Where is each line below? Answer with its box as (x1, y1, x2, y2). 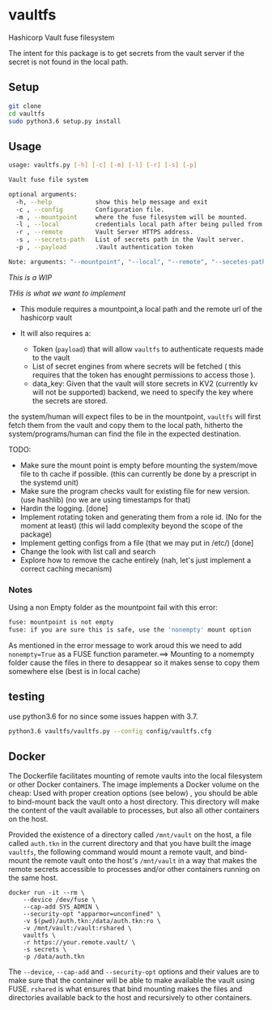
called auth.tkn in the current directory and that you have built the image (8, 839, 252, 848)
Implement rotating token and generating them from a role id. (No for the (19, 511, 262, 521)
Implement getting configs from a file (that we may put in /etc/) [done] (19, 537, 254, 547)
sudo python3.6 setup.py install (8, 117, 121, 125)
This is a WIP (8, 272, 53, 282)
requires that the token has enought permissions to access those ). (32, 369, 256, 379)
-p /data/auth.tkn (23, 952, 85, 961)
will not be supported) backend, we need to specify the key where (32, 387, 253, 397)
